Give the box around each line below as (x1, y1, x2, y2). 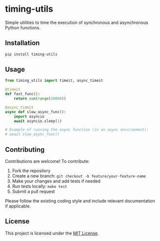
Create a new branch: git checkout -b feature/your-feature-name (12, 173, 146, 179)
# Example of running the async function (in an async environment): (5, 127, 149, 132)
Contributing (5, 145, 45, 154)
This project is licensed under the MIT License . (5, 230, 99, 236)
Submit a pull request (12, 189, 55, 194)
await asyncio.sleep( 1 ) (14, 119, 62, 123)
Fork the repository (12, 168, 51, 174)
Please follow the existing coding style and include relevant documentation (5, 198, 155, 203)
